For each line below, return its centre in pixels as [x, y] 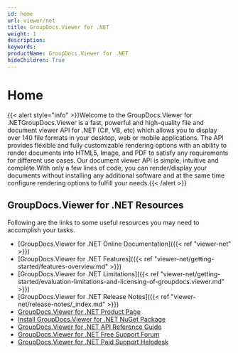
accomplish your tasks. [41, 230]
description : [27, 40]
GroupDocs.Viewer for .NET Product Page [79, 311]
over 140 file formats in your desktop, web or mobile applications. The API [115, 137]
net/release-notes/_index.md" [61, 304]
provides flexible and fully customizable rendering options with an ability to [117, 145]
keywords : [22, 47]
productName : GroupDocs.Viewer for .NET [68, 54]
